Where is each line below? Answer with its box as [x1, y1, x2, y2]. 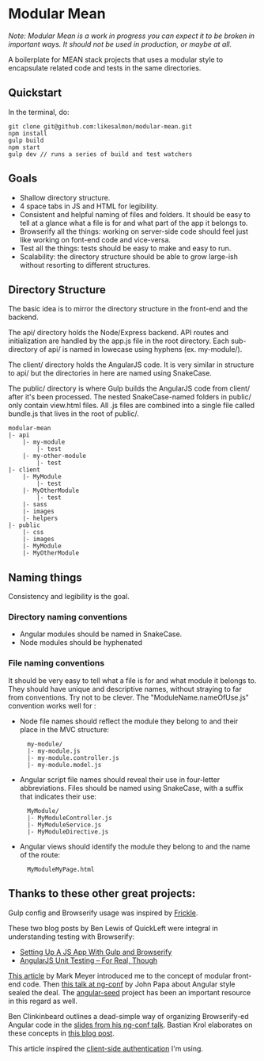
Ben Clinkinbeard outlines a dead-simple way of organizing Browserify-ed [8, 1011, 249, 1021]
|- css [22, 529, 44, 536]
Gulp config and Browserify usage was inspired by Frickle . [8, 908, 198, 918]
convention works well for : [8, 700, 96, 710]
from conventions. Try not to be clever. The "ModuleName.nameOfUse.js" [8, 693, 249, 702]
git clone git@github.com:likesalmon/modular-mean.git [8, 122, 193, 131]
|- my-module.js [27, 746, 81, 755]
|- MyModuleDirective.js [27, 827, 109, 836]
